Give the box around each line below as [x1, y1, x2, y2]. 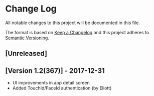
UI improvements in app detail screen [12, 80, 90, 86]
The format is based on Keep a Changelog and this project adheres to [5, 29, 149, 35]
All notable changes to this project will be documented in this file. [5, 20, 140, 26]
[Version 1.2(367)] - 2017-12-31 [5, 66, 105, 75]
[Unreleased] [5, 49, 48, 58]
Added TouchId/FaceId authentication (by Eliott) [12, 85, 112, 91]
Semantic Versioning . [5, 35, 49, 41]
